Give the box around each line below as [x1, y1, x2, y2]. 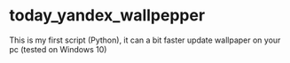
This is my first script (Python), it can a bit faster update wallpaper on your [9, 35, 281, 45]
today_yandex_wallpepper [9, 5, 206, 26]
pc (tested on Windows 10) [9, 43, 107, 54]
